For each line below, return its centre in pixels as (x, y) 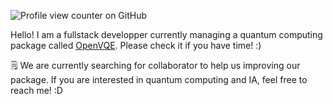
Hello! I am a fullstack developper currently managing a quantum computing (166, 34)
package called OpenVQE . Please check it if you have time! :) (136, 45)
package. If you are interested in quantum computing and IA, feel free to (159, 79)
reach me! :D (36, 90)
